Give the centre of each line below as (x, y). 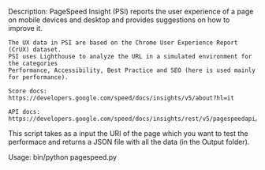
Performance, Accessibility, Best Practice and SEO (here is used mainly (132, 70)
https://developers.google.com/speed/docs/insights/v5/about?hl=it (121, 98)
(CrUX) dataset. (35, 50)
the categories (33, 63)
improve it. (26, 28)
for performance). (38, 77)
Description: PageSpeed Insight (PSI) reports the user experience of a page (131, 11)
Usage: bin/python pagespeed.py (62, 157)
